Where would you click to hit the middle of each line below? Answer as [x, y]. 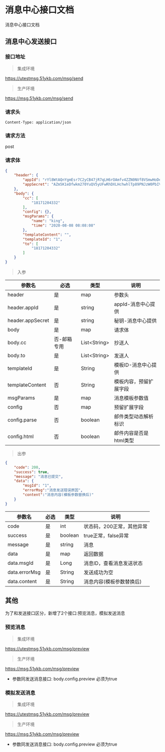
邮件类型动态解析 [134, 417]
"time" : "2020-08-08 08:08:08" [63, 226]
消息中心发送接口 [31, 42]
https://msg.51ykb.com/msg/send [39, 98]
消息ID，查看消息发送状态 [113, 563]
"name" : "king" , [48, 221]
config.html [21, 436]
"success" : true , [32, 472]
